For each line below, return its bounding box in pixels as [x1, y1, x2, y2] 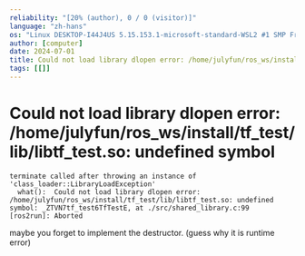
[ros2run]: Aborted [9, 211, 84, 221]
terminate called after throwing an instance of [9, 172, 197, 181]
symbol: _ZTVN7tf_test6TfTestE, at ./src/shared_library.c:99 [9, 203, 250, 212]
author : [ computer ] [9, 38, 84, 48]
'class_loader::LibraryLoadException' [9, 179, 156, 189]
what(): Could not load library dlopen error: [17, 187, 202, 196]
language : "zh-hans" [9, 22, 88, 31]
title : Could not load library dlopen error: [9, 55, 184, 64]
